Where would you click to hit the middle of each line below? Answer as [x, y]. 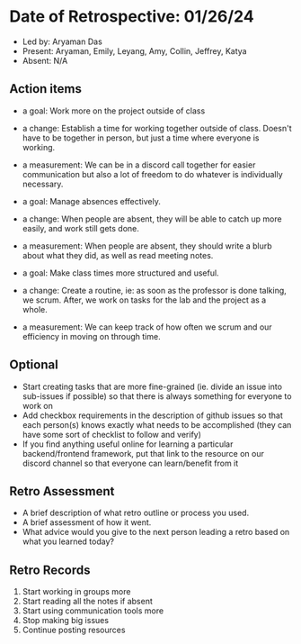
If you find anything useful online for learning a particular [128, 444]
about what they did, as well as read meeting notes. [118, 255]
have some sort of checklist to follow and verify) [112, 434]
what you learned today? [68, 541]
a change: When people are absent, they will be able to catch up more [152, 219]
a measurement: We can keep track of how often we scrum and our [147, 327]
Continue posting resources [74, 630]
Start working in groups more [76, 592]
